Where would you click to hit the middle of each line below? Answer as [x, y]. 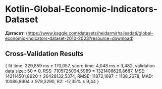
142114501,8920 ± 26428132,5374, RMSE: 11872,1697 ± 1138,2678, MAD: [79, 76]
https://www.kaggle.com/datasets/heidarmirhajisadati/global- [90, 33]
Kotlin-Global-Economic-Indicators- [81, 9]
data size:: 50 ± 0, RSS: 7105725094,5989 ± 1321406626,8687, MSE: [75, 71]
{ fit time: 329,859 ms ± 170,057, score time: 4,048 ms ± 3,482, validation [80, 65]
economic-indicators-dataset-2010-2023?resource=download [69, 38]
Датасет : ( [17, 33]
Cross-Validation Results [44, 54]
